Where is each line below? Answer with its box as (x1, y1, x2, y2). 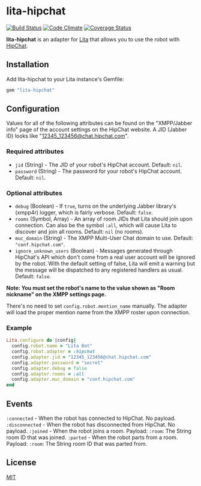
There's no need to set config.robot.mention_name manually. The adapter (6, 302, 188, 310)
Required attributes (6, 147, 64, 156)
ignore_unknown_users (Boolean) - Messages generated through (14, 248, 173, 255)
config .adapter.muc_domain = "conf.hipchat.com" (11, 377, 136, 383)
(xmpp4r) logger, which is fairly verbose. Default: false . (14, 209, 153, 216)
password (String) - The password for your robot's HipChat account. (14, 167, 182, 175)
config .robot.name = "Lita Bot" (11, 343, 93, 349)
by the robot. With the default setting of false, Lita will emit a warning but (14, 260, 195, 267)
